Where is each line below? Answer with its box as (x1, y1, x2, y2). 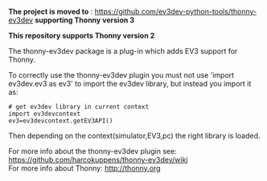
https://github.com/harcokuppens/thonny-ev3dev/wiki (8, 155, 188, 164)
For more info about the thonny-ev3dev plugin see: (8, 147, 177, 155)
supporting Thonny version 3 (35, 15, 135, 25)
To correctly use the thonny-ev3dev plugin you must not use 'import (8, 70, 235, 79)
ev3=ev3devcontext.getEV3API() (8, 117, 113, 125)
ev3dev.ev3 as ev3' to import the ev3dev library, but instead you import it (8, 79, 252, 88)
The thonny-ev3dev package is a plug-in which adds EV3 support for (8, 46, 238, 55)
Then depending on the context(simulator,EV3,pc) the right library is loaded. (8, 131, 261, 140)
